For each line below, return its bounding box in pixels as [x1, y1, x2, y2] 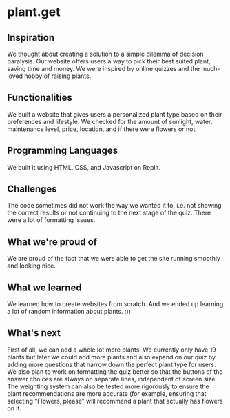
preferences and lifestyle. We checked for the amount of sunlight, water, [7, 117, 213, 126]
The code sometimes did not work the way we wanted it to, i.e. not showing [7, 201, 222, 210]
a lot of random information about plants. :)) [7, 308, 131, 316]
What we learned [7, 281, 82, 293]
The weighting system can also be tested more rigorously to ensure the [7, 382, 210, 390]
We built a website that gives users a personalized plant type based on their [7, 110, 222, 118]
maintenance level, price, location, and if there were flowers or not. [7, 125, 198, 133]
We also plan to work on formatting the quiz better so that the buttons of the [7, 367, 223, 376]
